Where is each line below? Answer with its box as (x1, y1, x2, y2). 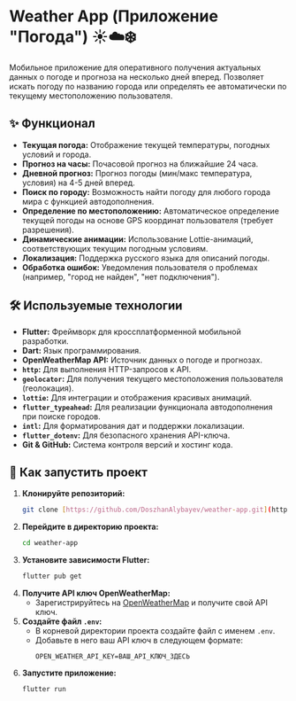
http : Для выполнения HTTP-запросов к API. (21, 363, 192, 374)
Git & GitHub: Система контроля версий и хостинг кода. (21, 439, 233, 449)
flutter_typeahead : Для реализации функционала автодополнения (21, 401, 273, 412)
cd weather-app (21, 539, 79, 548)
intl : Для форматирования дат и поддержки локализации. (21, 420, 245, 431)
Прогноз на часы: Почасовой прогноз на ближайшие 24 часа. (21, 158, 259, 169)
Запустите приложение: (21, 667, 117, 678)
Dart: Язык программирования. (21, 345, 141, 355)
